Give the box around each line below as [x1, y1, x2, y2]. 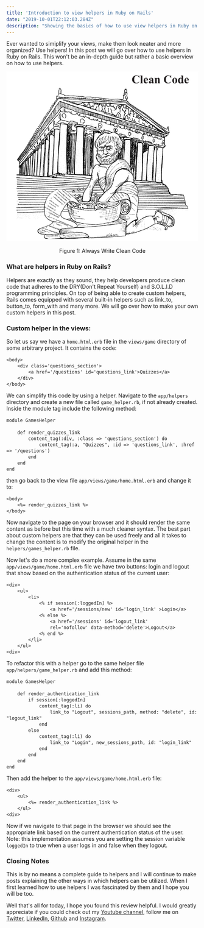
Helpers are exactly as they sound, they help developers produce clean [6, 276, 186, 283]
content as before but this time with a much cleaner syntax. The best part [6, 525, 191, 533]
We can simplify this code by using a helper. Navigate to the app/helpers [6, 392, 189, 399]
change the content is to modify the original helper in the [6, 538, 149, 545]
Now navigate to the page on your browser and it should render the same [6, 519, 191, 526]
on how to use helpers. [6, 60, 64, 67]
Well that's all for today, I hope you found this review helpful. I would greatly [6, 902, 197, 909]
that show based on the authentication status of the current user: [6, 569, 170, 576]
